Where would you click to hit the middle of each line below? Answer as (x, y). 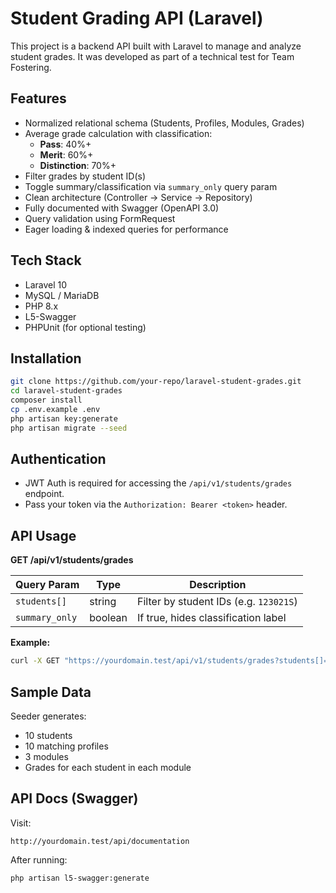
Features (38, 98)
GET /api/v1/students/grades (72, 560)
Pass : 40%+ (65, 144)
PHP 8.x (41, 306)
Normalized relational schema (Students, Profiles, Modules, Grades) (164, 123)
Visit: (21, 823)
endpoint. (44, 494)
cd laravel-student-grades (66, 391)
